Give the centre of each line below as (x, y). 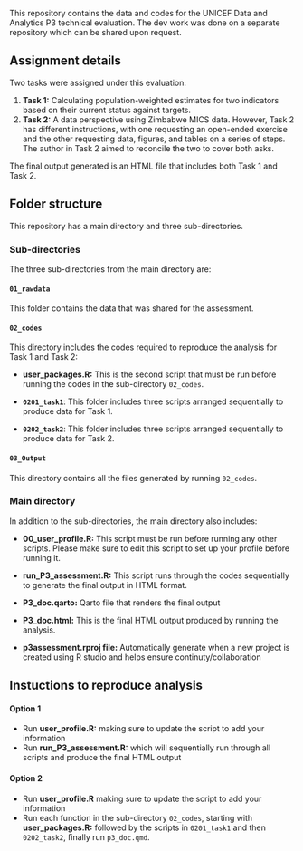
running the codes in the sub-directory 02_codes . (113, 384)
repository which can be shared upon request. (96, 32)
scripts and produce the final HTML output (102, 758)
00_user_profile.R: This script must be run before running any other (150, 538)
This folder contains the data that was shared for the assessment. (132, 308)
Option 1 (25, 708)
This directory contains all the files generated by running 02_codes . (133, 478)
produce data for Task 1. (67, 411)
